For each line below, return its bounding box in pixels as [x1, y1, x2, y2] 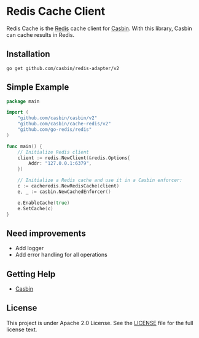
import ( [6, 109, 29, 116]
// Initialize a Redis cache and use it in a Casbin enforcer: [17, 177, 183, 184]
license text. [6, 326, 37, 333]
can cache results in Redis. [6, 31, 75, 38]
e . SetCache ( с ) [17, 205, 53, 211]
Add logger [15, 245, 44, 252]
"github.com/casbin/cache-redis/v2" [17, 121, 112, 127]
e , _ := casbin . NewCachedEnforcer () [17, 189, 112, 195]
